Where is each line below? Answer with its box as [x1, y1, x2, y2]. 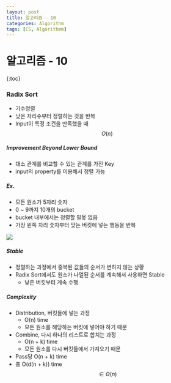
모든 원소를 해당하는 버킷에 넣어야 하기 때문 [24, 324, 127, 331]
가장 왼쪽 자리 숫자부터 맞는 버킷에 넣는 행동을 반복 [15, 221, 136, 229]
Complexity [6, 293, 37, 300]
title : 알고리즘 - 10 [6, 15, 56, 21]
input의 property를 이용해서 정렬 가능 [15, 168, 106, 175]
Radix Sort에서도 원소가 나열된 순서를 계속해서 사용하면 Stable [15, 271, 165, 278]
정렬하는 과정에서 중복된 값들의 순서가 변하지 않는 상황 [15, 264, 145, 271]
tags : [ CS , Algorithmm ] [6, 26, 67, 32]
